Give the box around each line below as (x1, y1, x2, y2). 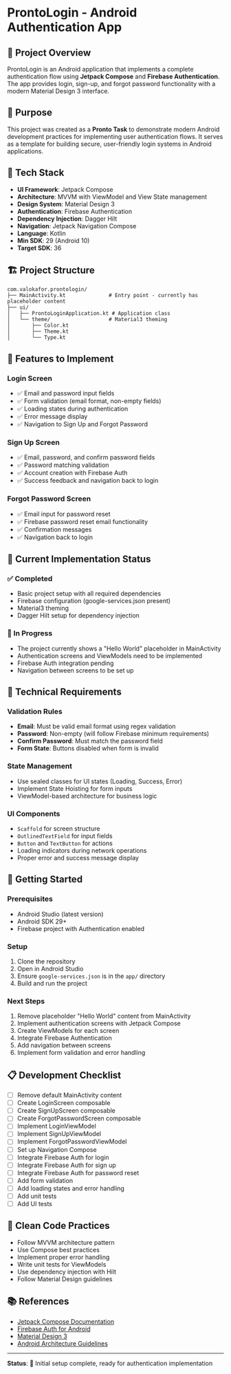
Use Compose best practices (16, 1245, 100, 1254)
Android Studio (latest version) (16, 910, 104, 918)
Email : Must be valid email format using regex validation (16, 722, 177, 730)
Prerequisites (7, 894, 53, 904)
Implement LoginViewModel (16, 1122, 96, 1131)
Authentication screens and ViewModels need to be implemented (16, 651, 203, 659)
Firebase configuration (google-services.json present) (16, 597, 170, 605)
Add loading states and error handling (16, 1184, 125, 1192)
